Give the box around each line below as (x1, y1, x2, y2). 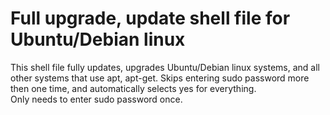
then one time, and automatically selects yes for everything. (10, 82, 257, 94)
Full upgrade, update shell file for (10, 7, 291, 30)
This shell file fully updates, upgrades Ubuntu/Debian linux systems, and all (10, 61, 320, 73)
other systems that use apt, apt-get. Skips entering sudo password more (10, 72, 310, 84)
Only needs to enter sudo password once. (10, 93, 183, 105)
